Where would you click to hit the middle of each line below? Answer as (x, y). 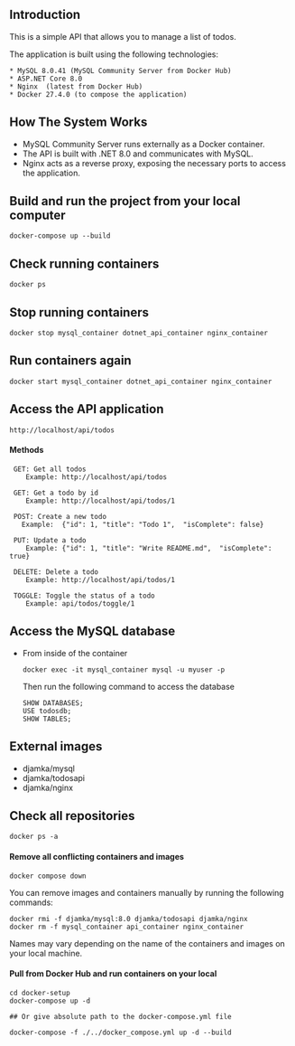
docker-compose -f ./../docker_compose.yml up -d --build (120, 1032)
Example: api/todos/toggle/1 (80, 603)
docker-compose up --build (60, 236)
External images (56, 746)
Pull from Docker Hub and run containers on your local (113, 974)
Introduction (45, 15)
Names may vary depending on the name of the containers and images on (147, 943)
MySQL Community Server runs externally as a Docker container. (143, 144)
